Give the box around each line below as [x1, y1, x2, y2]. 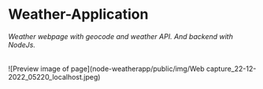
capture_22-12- [206, 64, 257, 73]
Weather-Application [8, 5, 149, 23]
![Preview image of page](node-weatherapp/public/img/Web [8, 64, 205, 73]
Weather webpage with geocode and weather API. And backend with [8, 31, 234, 41]
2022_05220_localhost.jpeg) [8, 73, 101, 82]
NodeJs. [8, 40, 35, 49]
